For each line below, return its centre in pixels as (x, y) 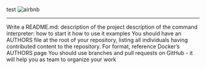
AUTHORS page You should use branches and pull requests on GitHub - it (100, 53)
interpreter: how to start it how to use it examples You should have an (94, 33)
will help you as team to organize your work (61, 59)
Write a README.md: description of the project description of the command (102, 27)
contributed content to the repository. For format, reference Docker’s (93, 46)
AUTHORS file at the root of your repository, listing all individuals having (97, 40)
